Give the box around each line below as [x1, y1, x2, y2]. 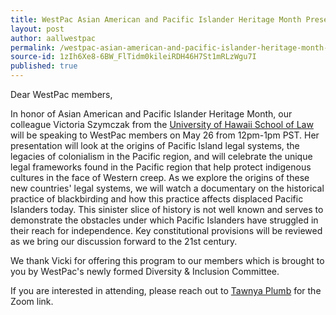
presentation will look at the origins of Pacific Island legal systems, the [10, 140, 300, 151]
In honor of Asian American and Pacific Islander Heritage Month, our [10, 108, 293, 120]
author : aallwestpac [10, 33, 97, 43]
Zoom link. [10, 296, 54, 307]
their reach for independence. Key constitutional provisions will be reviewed [10, 225, 323, 236]
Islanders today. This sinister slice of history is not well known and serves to [10, 204, 324, 215]
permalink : [10, 42, 56, 53]
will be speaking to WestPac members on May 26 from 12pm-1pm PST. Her [10, 129, 320, 141]
